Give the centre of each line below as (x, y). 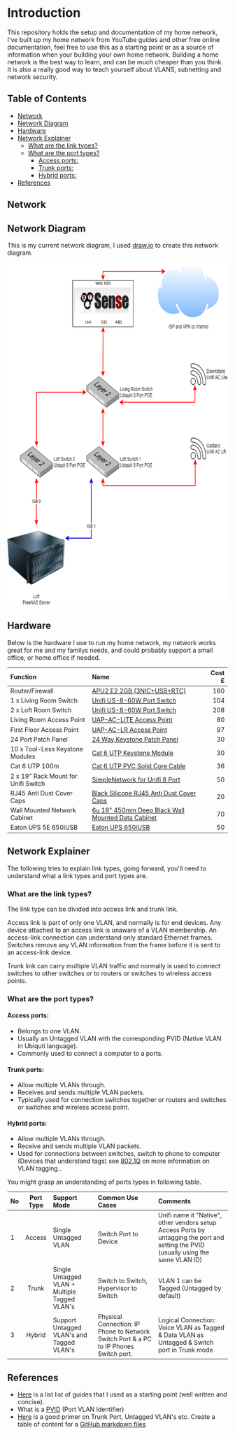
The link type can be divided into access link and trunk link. (93, 909)
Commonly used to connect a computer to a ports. (90, 1053)
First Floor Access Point (44, 730)
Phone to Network (124, 1331)
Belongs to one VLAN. (49, 1031)
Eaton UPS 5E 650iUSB (44, 828)
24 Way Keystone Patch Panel (135, 739)
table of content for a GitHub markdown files (81, 1424)
